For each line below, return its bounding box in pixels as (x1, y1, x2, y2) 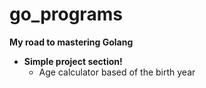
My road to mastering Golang (9, 36, 134, 48)
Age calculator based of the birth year (38, 66, 196, 78)
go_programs (9, 3, 123, 26)
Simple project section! (23, 55, 123, 67)
